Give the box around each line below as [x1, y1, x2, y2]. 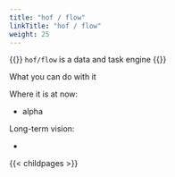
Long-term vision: [9, 123, 75, 134]
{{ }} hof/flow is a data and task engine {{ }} [9, 55, 167, 65]
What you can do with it [9, 72, 96, 82]
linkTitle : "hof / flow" [9, 21, 102, 30]
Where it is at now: [9, 88, 79, 99]
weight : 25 [9, 29, 50, 38]
